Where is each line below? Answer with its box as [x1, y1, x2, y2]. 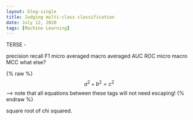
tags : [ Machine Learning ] [6, 25, 70, 31]
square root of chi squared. [6, 107, 73, 114]
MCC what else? [6, 59, 46, 66]
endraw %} [6, 95, 34, 103]
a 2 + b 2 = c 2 [84, 79, 115, 87]
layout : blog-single [6, 8, 57, 15]
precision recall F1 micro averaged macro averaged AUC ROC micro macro [6, 52, 188, 59]
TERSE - [6, 41, 27, 48]
